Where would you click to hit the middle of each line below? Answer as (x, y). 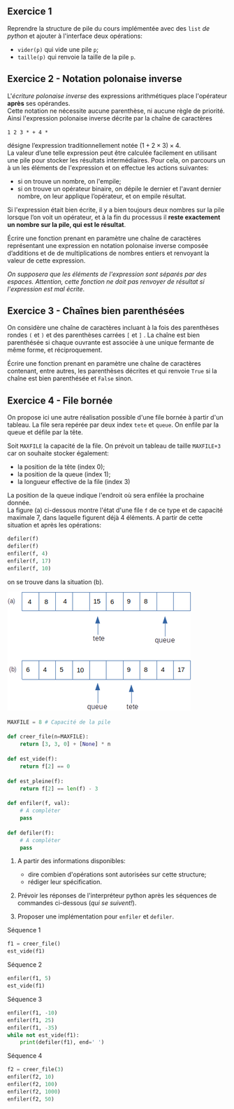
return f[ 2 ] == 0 (45, 766)
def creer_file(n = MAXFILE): (48, 737)
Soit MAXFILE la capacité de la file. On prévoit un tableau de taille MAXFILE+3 (114, 446)
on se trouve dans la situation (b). (56, 581)
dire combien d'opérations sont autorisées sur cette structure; (117, 874)
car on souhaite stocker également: (58, 453)
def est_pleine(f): (36, 781)
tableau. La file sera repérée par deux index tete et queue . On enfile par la (113, 425)
